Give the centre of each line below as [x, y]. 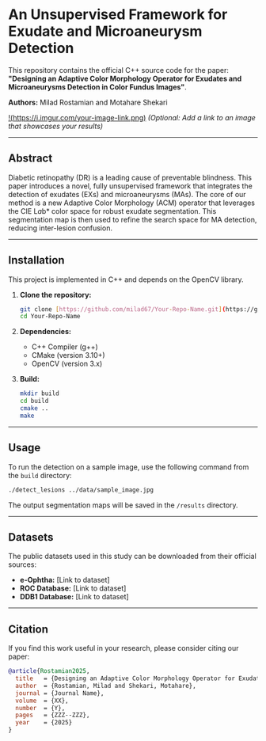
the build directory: [40, 475]
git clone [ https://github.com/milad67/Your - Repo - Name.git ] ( [123, 309]
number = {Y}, [40, 708]
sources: [23, 564]
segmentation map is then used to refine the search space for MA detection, [133, 219]
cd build [34, 401]
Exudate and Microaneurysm [105, 31]
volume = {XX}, [42, 701]
